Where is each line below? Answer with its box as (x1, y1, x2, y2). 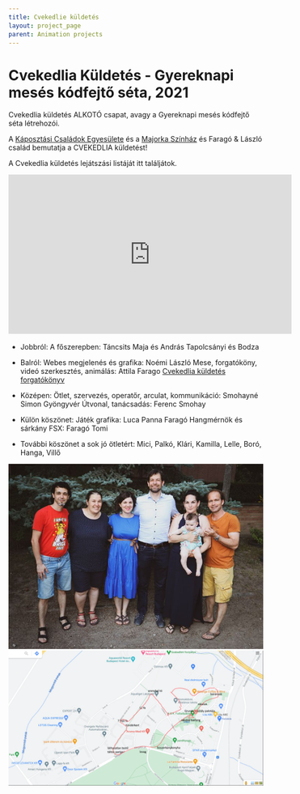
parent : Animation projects (8, 30, 104, 38)
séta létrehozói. (8, 118, 61, 129)
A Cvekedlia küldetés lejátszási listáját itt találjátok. (8, 159, 178, 168)
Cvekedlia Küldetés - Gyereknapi (8, 66, 235, 84)
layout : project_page (8, 21, 82, 30)
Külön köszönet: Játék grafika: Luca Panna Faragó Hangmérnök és (19, 415, 243, 425)
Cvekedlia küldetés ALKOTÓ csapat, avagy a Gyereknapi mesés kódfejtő (8, 110, 250, 120)
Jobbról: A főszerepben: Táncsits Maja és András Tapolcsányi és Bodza (19, 342, 260, 352)
